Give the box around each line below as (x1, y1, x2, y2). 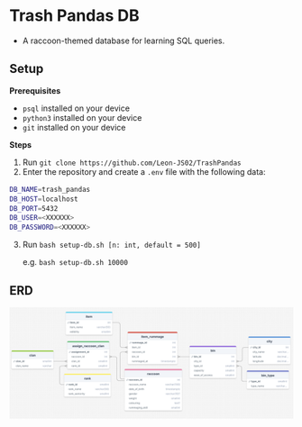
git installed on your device (22, 122, 126, 132)
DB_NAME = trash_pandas (9, 185, 91, 194)
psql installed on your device (22, 103, 131, 114)
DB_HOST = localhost (9, 195, 78, 204)
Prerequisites (9, 85, 61, 95)
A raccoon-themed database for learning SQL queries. (22, 35, 225, 46)
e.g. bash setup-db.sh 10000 (22, 257, 129, 268)
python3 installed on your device (22, 112, 142, 123)
